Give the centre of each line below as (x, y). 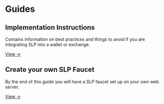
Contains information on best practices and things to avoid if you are (75, 39)
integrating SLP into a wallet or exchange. (48, 45)
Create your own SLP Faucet (50, 70)
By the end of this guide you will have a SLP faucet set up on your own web (82, 81)
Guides (20, 9)
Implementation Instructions (50, 27)
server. (12, 87)
